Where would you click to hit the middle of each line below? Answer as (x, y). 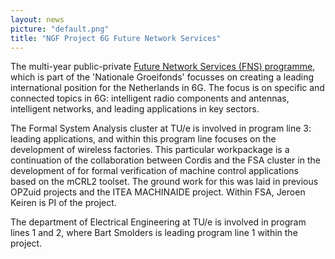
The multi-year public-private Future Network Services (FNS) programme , (163, 67)
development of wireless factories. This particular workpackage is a (150, 150)
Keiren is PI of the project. (63, 203)
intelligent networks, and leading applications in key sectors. (135, 109)
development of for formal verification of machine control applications (154, 171)
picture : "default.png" (60, 29)
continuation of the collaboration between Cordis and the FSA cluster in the (165, 160)
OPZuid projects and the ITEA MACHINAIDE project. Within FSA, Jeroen (158, 192)
